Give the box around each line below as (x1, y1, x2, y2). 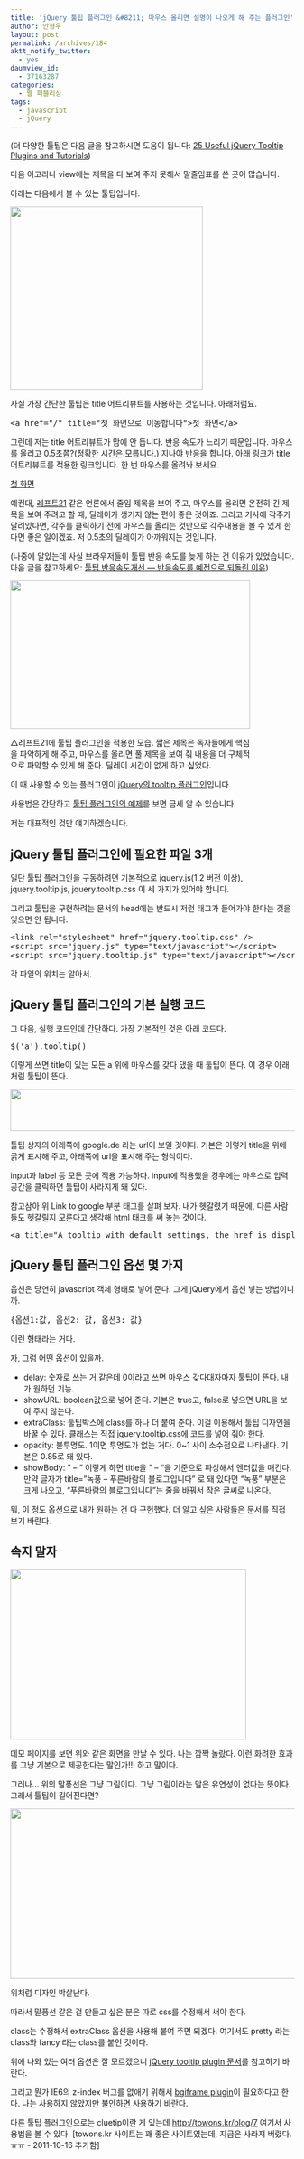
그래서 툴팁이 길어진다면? (10, 1790, 99, 1801)
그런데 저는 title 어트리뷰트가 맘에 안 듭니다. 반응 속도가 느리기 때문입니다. (10, 437, 269, 448)
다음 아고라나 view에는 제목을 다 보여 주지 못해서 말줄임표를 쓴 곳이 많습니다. (10, 169, 281, 180)
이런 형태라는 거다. (10, 1333, 76, 1343)
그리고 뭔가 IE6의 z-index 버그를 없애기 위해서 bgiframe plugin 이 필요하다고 (10, 2087, 280, 2098)
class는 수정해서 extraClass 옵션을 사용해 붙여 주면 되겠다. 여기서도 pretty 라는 (10, 2026, 290, 2037)
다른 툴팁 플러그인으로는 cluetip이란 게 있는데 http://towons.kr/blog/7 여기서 (10, 2117, 282, 2128)
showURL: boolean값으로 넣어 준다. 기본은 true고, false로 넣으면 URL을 (23, 1394, 279, 1405)
